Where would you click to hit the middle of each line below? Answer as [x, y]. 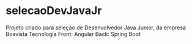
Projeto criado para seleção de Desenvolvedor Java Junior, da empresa [96, 28]
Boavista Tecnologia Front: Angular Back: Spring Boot [73, 34]
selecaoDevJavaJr [54, 11]
